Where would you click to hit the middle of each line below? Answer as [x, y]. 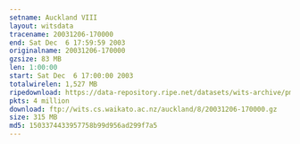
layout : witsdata [42, 26]
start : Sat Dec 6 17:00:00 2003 [71, 76]
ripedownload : [36, 92]
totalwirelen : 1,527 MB [54, 84]
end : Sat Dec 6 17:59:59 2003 [67, 42]
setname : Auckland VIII [54, 17]
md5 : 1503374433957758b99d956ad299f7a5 [83, 126]
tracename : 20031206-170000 [62, 34]
